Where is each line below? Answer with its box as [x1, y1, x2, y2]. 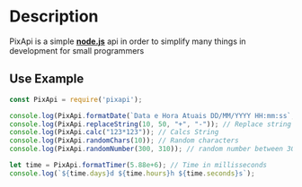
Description [9, 6, 99, 27]
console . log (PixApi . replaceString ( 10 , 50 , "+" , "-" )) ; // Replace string [9, 119, 292, 129]
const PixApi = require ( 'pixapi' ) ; [9, 95, 143, 104]
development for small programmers [9, 45, 145, 55]
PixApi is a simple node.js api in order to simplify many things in [9, 36, 246, 47]
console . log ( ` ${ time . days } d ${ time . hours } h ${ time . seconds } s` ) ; [9, 168, 255, 178]
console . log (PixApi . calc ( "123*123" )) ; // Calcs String [9, 128, 219, 137]
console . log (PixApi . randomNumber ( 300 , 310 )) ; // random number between [9, 145, 283, 154]
